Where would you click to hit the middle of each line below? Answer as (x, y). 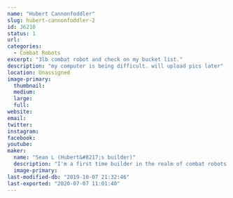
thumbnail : (29, 86)
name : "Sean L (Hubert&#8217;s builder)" (75, 158)
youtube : (20, 145)
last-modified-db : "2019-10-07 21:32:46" (69, 177)
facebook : (22, 138)
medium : (25, 92)
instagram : (23, 131)
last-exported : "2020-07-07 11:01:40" (64, 183)
